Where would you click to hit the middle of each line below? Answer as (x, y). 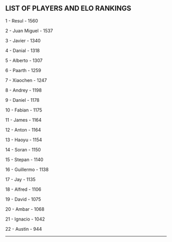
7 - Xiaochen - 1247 (26, 80)
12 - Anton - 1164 (23, 129)
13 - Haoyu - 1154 (24, 140)
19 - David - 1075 (23, 199)
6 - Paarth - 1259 (23, 70)
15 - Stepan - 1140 (24, 159)
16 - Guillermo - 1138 (27, 169)
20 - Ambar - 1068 (25, 209)
